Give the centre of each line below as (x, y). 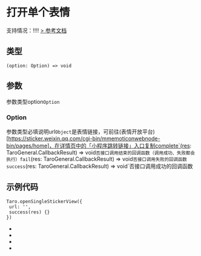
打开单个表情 (38, 12)
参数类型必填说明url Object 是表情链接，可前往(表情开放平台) (81, 132)
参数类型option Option (33, 101)
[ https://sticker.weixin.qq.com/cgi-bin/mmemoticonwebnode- (83, 138)
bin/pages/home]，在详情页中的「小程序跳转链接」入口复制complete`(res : (99, 146)
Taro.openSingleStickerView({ (44, 201)
